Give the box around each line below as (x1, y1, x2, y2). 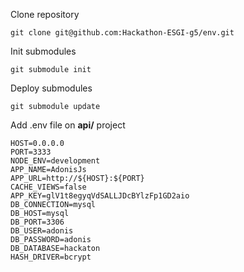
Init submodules (10, 45, 77, 57)
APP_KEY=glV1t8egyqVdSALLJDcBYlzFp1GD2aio (10, 191, 190, 201)
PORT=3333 (10, 147, 52, 157)
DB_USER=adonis (10, 226, 74, 236)
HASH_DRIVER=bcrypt (10, 252, 92, 262)
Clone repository (10, 9, 80, 20)
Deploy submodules (10, 82, 93, 94)
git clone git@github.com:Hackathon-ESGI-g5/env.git (10, 28, 235, 38)
